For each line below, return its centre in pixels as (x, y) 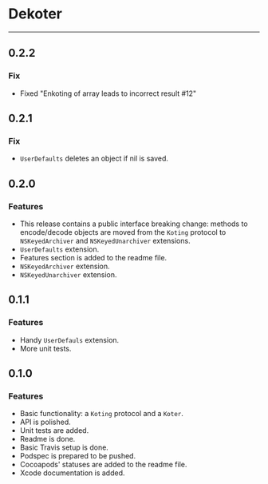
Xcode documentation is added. (72, 473)
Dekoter (35, 14)
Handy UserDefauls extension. (69, 339)
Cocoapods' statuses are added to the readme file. (103, 465)
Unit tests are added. (54, 430)
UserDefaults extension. (59, 249)
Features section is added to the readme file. (93, 258)
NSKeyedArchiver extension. (65, 266)
